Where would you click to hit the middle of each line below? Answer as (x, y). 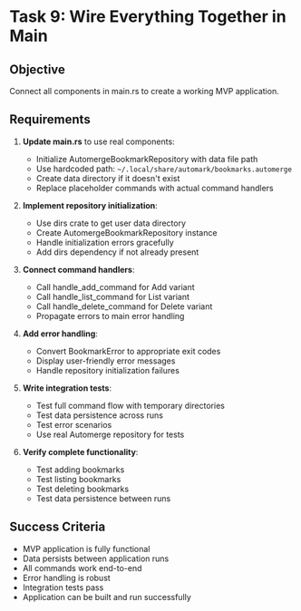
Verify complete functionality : (80, 451)
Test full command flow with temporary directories (130, 405)
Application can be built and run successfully (107, 596)
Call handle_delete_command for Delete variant (124, 306)
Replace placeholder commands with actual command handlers (155, 188)
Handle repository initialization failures (107, 370)
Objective (38, 69)
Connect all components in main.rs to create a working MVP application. (144, 91)
